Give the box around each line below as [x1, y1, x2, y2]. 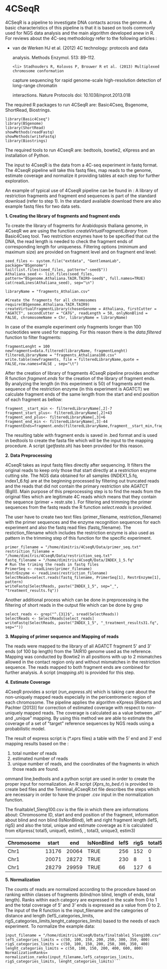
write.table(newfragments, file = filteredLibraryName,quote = [5, 357, 139, 362]
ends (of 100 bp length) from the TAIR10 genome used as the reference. [5, 648, 153, 654]
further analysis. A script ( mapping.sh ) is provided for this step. [5, 669, 135, 675]
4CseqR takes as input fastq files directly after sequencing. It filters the [5, 462, 151, 468]
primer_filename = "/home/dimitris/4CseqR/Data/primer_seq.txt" [5, 545, 141, 550]
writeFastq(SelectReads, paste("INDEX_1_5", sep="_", [5, 583, 119, 589]
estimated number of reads [12, 755, 68, 761]
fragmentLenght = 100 [5, 344, 50, 349]
